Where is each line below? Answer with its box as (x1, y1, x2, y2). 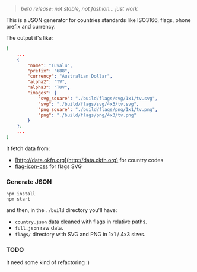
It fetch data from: (6, 145, 50, 152)
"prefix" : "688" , (27, 68, 70, 74)
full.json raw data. (14, 224, 63, 232)
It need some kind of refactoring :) (6, 259, 90, 266)
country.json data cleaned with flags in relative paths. (14, 218, 147, 225)
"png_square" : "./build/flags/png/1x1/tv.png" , (37, 106, 158, 112)
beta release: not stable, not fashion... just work (20, 5, 138, 12)
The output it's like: (6, 34, 53, 41)
